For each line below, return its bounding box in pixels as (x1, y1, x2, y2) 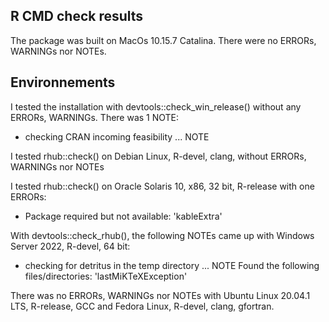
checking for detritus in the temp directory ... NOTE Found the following (24, 259, 320, 271)
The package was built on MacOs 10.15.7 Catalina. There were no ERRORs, (10, 34, 317, 46)
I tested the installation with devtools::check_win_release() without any (10, 100, 302, 113)
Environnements (10, 74, 116, 91)
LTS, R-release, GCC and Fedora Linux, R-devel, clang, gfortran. (10, 300, 275, 312)
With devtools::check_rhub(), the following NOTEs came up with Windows (10, 229, 315, 241)
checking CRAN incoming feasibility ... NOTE (24, 130, 210, 143)
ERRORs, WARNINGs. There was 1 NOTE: (10, 111, 180, 123)
